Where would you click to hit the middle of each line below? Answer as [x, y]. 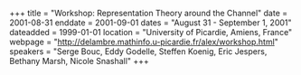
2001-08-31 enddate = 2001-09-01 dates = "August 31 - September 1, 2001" [150, 23]
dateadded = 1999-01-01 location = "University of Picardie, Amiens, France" [151, 32]
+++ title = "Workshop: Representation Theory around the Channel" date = [149, 13]
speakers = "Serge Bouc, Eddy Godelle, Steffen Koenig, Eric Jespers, [138, 52]
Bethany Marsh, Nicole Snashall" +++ [79, 61]
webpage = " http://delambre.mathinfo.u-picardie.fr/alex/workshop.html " [144, 42]
